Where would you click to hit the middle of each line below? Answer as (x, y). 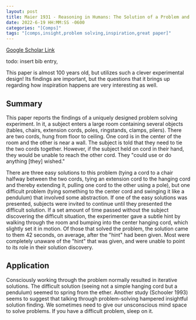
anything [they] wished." (36, 161)
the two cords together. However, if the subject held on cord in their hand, (95, 149)
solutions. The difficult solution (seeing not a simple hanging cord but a (92, 286)
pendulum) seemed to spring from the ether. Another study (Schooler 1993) (97, 292)
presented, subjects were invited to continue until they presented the (89, 203)
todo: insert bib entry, (32, 62)
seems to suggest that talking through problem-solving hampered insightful (97, 298)
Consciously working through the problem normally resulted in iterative (92, 280)
